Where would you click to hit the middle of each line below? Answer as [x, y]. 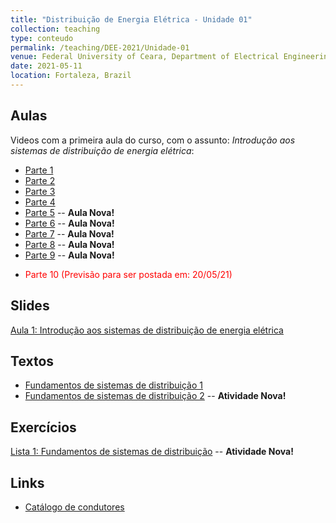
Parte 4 [40, 202]
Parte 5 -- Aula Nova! [69, 212]
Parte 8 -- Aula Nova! [69, 244]
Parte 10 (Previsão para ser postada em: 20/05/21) [128, 274]
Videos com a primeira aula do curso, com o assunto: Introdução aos [153, 140]
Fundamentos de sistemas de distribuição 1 [114, 385]
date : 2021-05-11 [46, 66]
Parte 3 [40, 191]
